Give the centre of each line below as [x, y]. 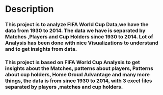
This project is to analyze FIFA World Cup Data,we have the [77, 25]
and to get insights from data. [41, 49]
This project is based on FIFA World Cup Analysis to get [72, 63]
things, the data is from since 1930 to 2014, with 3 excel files [79, 81]
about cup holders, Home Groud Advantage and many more [78, 75]
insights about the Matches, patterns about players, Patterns [79, 68]
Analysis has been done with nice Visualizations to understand [82, 43]
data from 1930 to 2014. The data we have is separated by [75, 31]
